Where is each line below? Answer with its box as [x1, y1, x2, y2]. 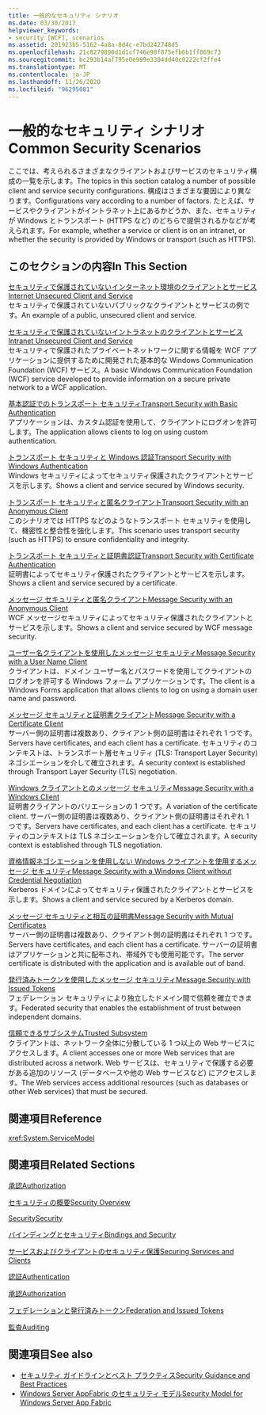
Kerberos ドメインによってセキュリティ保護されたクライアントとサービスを [8, 885, 254, 894]
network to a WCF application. [8, 383, 108, 392]
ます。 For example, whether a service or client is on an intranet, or [28, 226, 245, 235]
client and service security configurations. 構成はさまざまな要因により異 [8, 186, 245, 196]
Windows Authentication [8, 461, 89, 471]
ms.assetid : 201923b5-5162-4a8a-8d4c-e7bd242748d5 [8, 41, 179, 49]
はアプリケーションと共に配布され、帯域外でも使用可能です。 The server [8, 950, 244, 959]
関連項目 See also [8, 1348, 93, 1361]
